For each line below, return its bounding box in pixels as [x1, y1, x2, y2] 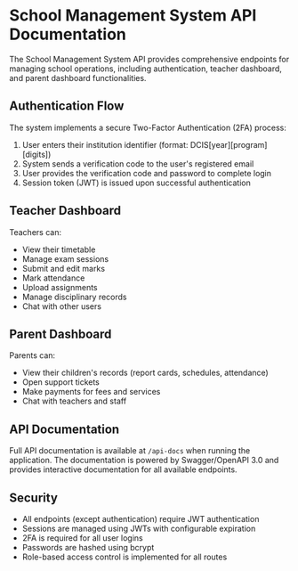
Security [9, 490, 58, 505]
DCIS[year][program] [189, 139, 268, 150]
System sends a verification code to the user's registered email [21, 158, 254, 169]
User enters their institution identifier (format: [21, 139, 189, 150]
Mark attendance [21, 273, 85, 283]
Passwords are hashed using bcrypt [21, 542, 155, 552]
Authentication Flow [9, 99, 125, 114]
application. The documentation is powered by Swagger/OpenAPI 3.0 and [9, 455, 279, 466]
